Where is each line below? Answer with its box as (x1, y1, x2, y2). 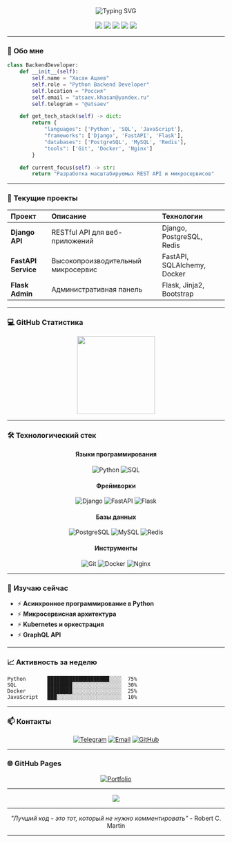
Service (10, 265, 37, 274)
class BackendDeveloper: (7, 62, 79, 69)
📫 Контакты (7, 717, 52, 727)
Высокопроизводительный (51, 256, 142, 265)
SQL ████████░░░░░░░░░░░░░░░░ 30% (7, 682, 137, 689)
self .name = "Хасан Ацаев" (32, 75, 110, 82)
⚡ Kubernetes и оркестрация (17, 620, 104, 628)
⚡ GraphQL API (17, 630, 61, 639)
